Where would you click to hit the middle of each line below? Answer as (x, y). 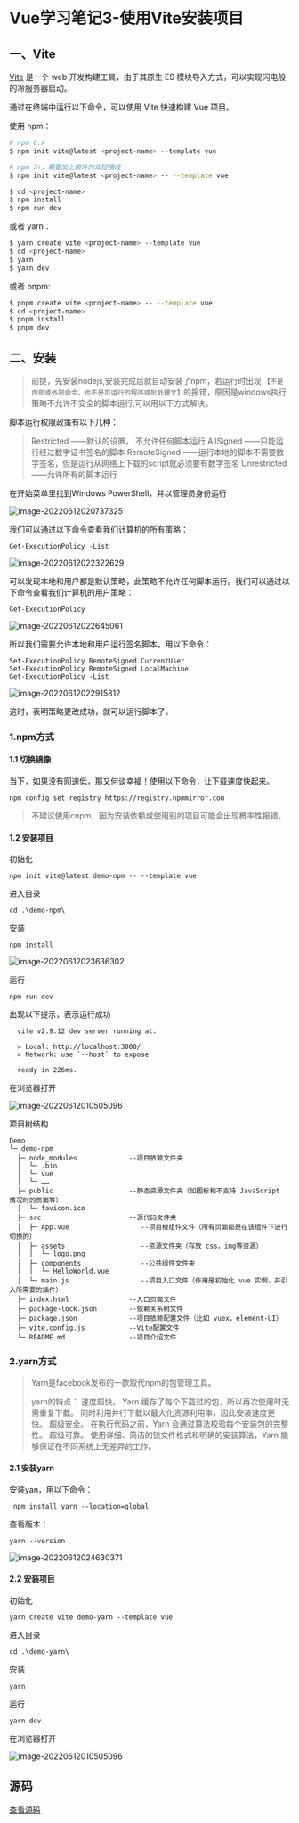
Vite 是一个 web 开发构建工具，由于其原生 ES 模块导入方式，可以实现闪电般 (148, 77)
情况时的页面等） (36, 1200)
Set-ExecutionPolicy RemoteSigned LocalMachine (99, 669)
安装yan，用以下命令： (51, 1489)
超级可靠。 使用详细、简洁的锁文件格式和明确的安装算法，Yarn (163, 1435)
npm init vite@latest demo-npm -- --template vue (103, 876)
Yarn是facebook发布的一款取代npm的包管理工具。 (123, 1382)
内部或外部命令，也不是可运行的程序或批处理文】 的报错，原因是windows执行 (158, 392)
